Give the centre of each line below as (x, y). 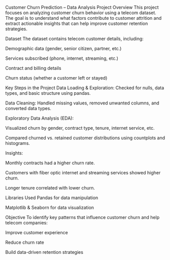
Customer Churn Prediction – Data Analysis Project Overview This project (82, 7)
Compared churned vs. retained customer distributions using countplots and (85, 138)
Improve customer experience (37, 232)
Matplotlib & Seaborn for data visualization (50, 208)
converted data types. (28, 108)
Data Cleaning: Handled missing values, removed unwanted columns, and (82, 103)
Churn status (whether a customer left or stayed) (56, 78)
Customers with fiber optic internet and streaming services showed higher (83, 173)
